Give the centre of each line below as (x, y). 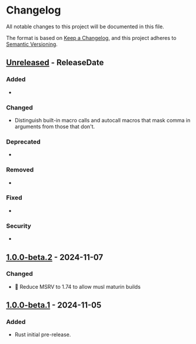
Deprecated (24, 142)
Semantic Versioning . (32, 44)
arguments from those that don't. (55, 126)
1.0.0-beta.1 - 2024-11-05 (54, 305)
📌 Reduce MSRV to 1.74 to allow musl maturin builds (78, 286)
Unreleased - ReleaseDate (55, 63)
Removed (20, 170)
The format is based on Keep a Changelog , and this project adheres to (91, 38)
